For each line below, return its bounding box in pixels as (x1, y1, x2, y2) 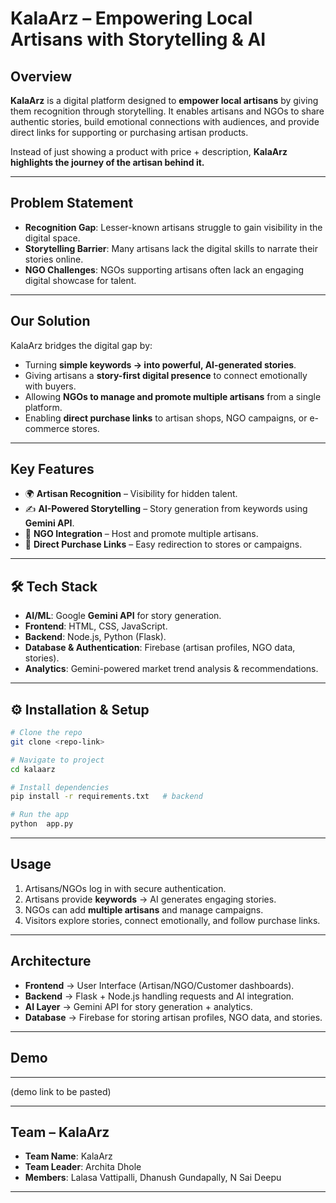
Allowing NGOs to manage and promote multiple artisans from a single (24, 390, 322, 402)
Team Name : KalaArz (24, 1150, 113, 1162)
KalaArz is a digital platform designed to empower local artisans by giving (10, 95, 319, 106)
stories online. (24, 253, 84, 265)
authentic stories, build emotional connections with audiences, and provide (10, 116, 320, 127)
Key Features (10, 461, 95, 478)
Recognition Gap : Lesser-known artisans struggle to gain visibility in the (24, 221, 323, 233)
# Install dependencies (10, 782, 110, 792)
